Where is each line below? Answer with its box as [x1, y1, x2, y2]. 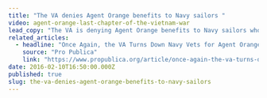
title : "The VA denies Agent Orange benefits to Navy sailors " [8, 11, 226, 20]
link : [22, 56, 41, 64]
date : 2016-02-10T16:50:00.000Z [8, 63, 115, 71]
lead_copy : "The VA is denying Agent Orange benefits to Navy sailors [8, 26, 247, 34]
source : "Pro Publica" [22, 48, 98, 56]
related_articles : [8, 33, 69, 42]
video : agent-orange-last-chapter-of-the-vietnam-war [8, 19, 191, 27]
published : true [8, 70, 62, 78]
